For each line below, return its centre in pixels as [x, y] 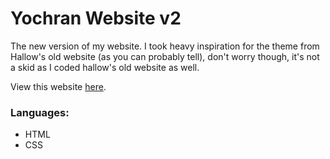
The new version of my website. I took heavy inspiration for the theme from [165, 46]
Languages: [40, 112]
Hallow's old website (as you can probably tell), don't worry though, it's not [165, 56]
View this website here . [58, 86]
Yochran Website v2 [96, 18]
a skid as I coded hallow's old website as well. [105, 67]
